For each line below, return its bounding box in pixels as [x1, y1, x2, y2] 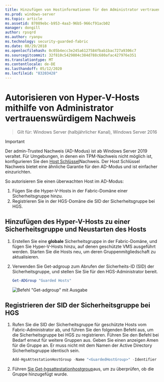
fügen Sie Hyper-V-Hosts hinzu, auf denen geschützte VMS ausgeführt [12, 243, 156, 249]
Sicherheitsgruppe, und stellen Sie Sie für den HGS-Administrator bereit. [12, 268, 158, 274]
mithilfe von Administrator [5, 102, 114, 114]
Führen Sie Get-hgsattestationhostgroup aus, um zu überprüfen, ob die [12, 366, 154, 372]
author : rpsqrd [5, 30, 36, 35]
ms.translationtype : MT [5, 57, 54, 62]
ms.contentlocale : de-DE [5, 62, 56, 67]
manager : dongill [5, 25, 41, 30]
